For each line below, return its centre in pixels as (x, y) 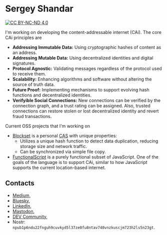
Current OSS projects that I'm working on (47, 126)
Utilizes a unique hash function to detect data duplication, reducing (89, 141)
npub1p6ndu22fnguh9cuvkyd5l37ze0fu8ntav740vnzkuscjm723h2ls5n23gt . (83, 227)
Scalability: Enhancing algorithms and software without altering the (82, 79)
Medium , (21, 195)
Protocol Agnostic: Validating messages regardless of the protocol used (87, 68)
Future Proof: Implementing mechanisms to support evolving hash (81, 89)
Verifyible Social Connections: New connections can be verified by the (86, 100)
